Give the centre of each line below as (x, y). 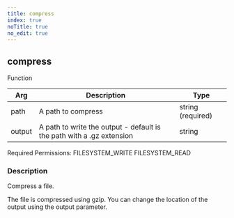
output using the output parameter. (57, 207)
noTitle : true (28, 26)
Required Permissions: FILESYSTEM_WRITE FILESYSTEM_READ (99, 153)
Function (20, 78)
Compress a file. (31, 186)
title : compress (31, 14)
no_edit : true (28, 33)
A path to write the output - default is (100, 127)
